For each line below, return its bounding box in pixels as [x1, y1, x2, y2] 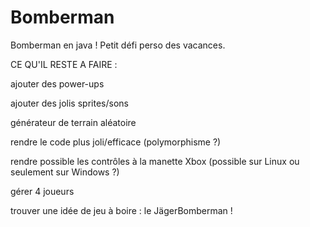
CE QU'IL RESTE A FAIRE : [10, 58, 118, 70]
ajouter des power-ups [10, 77, 105, 90]
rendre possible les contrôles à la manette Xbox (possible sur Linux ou [10, 155, 300, 167]
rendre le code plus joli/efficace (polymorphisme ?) [10, 136, 222, 148]
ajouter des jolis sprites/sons [10, 97, 129, 109]
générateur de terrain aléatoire [10, 116, 137, 128]
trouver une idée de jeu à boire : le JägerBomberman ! [10, 204, 233, 216]
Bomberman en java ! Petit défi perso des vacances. [10, 39, 226, 51]
